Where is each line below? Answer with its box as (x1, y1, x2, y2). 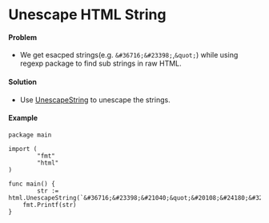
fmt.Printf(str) (22, 201, 78, 209)
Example (8, 113, 38, 123)
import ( (8, 145, 38, 153)
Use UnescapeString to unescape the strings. (19, 94, 171, 105)
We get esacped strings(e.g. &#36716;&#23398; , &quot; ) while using (19, 50, 239, 60)
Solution (8, 77, 38, 86)
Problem (8, 32, 38, 42)
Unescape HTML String (8, 6, 167, 24)
